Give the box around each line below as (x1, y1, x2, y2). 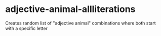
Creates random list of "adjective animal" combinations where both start (5, 20, 156, 26)
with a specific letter (5, 25, 48, 31)
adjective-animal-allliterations (5, 3, 136, 15)
